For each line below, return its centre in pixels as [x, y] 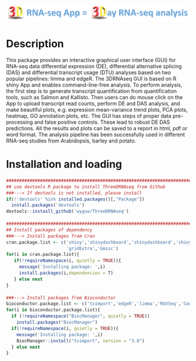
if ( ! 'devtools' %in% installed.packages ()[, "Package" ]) [75, 199]
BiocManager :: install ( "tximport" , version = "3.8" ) [80, 341]
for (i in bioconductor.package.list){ [53, 310]
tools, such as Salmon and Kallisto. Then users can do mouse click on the [94, 97]
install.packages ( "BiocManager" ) [57, 322]
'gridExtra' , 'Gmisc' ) [92, 248]
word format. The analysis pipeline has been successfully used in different [95, 134]
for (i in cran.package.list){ [43, 255]
